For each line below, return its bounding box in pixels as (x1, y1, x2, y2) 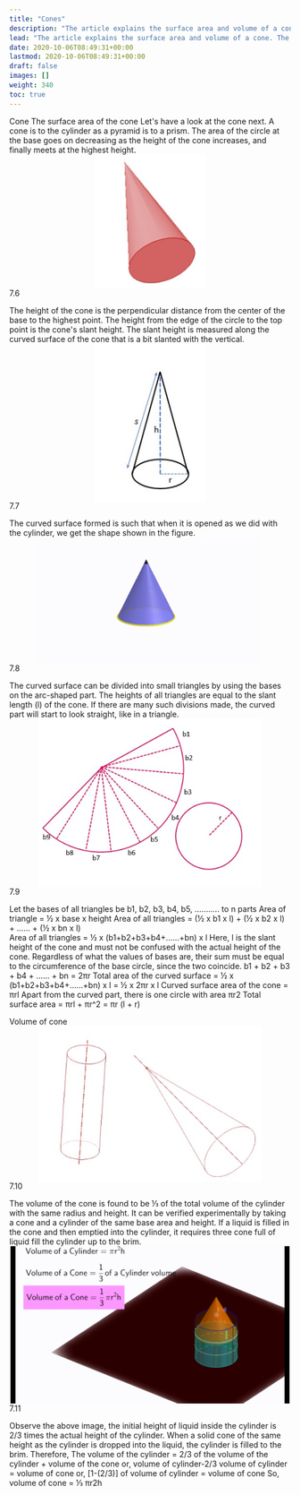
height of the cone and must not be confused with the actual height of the (9, 941, 281, 952)
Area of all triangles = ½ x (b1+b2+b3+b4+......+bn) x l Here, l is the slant (9, 932, 276, 942)
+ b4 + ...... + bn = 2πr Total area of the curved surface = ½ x (9, 970, 234, 981)
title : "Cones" (9, 14, 66, 23)
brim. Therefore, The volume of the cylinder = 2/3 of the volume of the (9, 1449, 269, 1460)
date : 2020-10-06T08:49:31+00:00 (9, 43, 134, 52)
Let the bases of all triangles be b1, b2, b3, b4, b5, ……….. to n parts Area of (9, 903, 287, 914)
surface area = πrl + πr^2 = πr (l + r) (9, 999, 141, 1010)
